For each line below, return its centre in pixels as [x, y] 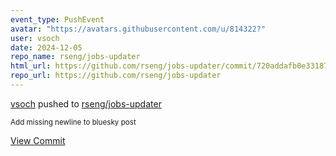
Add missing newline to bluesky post [73, 122]
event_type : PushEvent [57, 19]
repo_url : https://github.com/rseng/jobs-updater [116, 76]
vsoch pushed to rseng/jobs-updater [86, 103]
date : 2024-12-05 [46, 47]
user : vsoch [35, 38]
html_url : [31, 66]
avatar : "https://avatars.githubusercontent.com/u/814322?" [138, 29]
